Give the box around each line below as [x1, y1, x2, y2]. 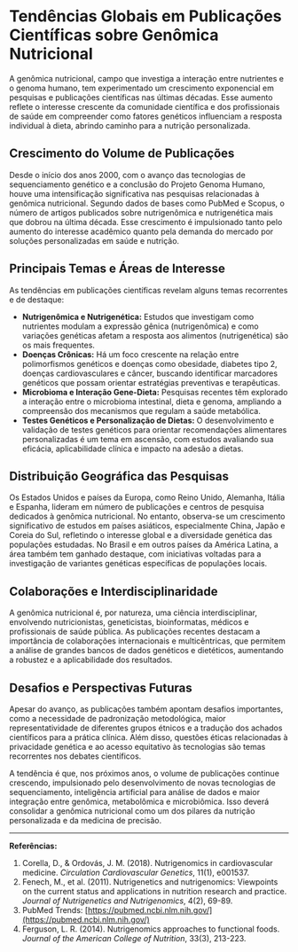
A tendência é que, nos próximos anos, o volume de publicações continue [9, 769, 279, 778]
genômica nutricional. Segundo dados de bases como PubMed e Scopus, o [9, 198, 286, 208]
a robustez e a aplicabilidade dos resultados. [9, 654, 173, 666]
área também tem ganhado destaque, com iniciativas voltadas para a [9, 549, 262, 559]
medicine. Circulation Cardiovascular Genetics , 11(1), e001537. [21, 867, 250, 878]
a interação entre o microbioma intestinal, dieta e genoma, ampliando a [21, 396, 282, 407]
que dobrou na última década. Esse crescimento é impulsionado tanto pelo [9, 216, 283, 227]
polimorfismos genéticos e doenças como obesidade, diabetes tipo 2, [21, 358, 278, 369]
